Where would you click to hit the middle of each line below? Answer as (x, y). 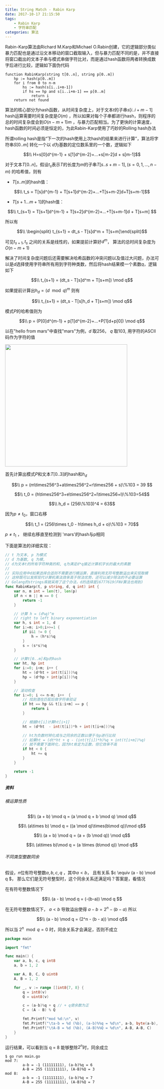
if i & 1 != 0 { (37, 632)
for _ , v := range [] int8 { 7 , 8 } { (49, 988)
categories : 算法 (22, 32)
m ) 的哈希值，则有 (23, 171)
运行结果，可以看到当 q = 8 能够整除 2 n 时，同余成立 (57, 1047)
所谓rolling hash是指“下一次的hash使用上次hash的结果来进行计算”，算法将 (80, 138)
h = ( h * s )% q (43, 636)
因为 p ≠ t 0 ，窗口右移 (26, 514)
